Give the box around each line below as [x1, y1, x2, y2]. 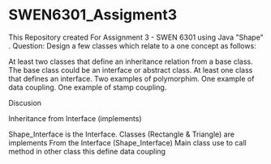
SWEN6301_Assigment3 [8, 6, 178, 24]
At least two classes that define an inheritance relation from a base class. [8, 57, 253, 66]
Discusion [8, 98, 42, 107]
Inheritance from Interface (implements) [8, 113, 142, 123]
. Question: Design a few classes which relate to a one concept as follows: [8, 40, 257, 50]
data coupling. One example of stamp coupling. [8, 82, 167, 92]
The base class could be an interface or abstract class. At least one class [8, 65, 253, 74]
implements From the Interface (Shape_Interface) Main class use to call [8, 137, 247, 147]
